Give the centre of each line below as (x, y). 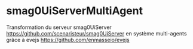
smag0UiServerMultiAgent (75, 11)
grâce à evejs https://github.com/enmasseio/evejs (68, 40)
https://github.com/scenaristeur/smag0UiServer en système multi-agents (96, 33)
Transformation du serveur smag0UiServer (59, 27)
